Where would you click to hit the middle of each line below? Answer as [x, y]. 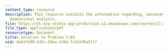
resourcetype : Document [30, 33]
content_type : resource [30, 10]
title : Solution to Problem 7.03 [40, 38]
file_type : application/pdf [34, 28]
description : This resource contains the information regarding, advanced [85, 14]
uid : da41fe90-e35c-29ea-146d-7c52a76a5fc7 [51, 42]
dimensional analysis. [33, 19]
